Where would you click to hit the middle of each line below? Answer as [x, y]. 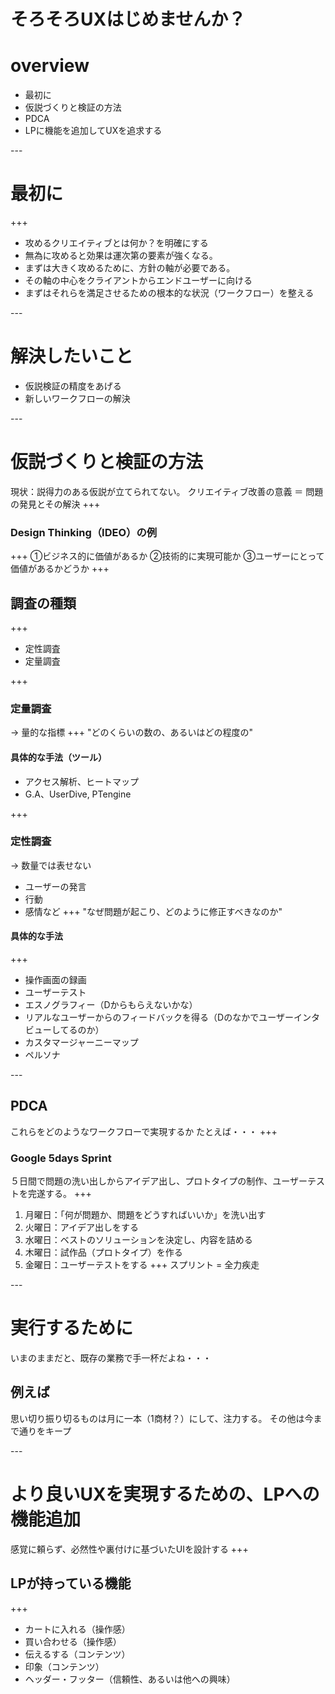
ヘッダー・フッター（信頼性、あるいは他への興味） [130, 1679]
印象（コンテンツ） [64, 1666]
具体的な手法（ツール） [58, 757]
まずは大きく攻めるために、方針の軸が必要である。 [130, 268]
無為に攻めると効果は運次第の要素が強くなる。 [121, 256]
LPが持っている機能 [71, 1583]
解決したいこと [72, 356]
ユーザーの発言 [55, 886]
